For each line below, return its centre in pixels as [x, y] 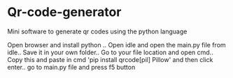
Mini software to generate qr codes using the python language [97, 31]
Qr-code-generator [64, 12]
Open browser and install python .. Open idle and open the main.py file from [116, 45]
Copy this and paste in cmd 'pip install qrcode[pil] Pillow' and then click [110, 59]
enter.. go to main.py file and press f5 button [71, 67]
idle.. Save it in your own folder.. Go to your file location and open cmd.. [110, 52]
